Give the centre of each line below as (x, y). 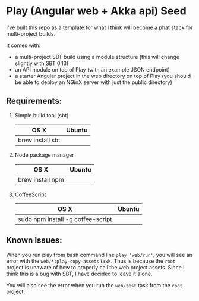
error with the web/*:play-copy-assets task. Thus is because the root (91, 261)
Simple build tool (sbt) (42, 115)
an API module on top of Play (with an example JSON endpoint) (92, 69)
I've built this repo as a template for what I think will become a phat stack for (99, 27)
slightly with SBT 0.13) (42, 63)
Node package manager (44, 155)
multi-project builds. (31, 33)
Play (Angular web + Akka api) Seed (97, 11)
